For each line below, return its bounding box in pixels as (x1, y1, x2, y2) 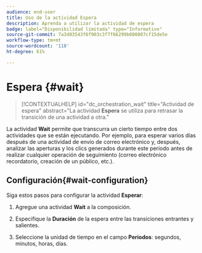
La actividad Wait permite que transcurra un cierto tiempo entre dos (6, 125, 178, 132)
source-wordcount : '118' (6, 43, 70, 49)
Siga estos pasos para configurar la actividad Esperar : (6, 191, 143, 199)
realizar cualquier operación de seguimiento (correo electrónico (6, 151, 167, 159)
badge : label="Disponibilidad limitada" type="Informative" (6, 26, 163, 32)
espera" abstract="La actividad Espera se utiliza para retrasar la (21, 107, 183, 114)
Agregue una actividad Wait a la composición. (15, 203, 131, 210)
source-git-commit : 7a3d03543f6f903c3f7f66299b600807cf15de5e (6, 32, 168, 38)
